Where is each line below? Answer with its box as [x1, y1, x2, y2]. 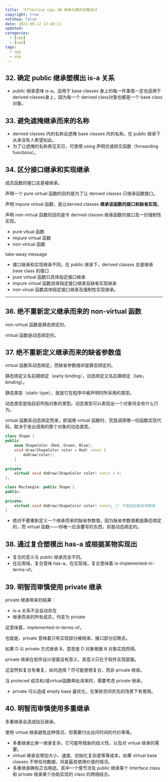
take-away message [5, 251, 47, 257]
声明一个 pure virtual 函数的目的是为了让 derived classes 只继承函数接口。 [5, 190, 158, 196]
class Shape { [5, 434, 35, 439]
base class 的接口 [12, 267, 49, 273]
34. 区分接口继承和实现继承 [5, 166, 90, 174]
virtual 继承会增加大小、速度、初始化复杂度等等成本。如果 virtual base [12, 752, 157, 758]
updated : [5, 26, 23, 31]
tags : [5, 45, 16, 50]
